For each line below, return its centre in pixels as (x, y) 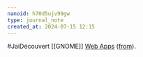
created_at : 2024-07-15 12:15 (51, 26)
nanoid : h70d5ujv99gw (39, 14)
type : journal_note (36, 20)
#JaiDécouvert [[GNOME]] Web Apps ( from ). (71, 47)
